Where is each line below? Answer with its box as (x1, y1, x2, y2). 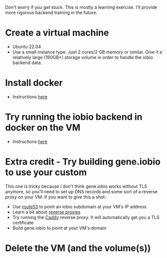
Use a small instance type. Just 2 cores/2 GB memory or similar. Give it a (12, 49, 163, 55)
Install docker (5, 77, 63, 89)
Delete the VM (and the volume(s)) (5, 242, 151, 253)
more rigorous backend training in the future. (5, 10, 98, 16)
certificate (12, 219, 34, 225)
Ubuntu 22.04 (12, 44, 41, 50)
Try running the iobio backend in (5, 111, 143, 123)
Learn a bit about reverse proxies (12, 209, 81, 215)
